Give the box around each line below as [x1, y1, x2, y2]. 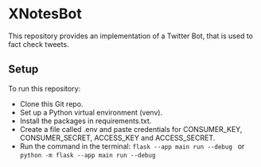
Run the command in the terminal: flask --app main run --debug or [19, 141, 245, 151]
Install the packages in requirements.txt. [19, 116, 152, 126]
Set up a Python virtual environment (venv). [19, 107, 163, 117]
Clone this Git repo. [19, 99, 84, 108]
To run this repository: [8, 83, 81, 93]
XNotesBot [8, 5, 82, 23]
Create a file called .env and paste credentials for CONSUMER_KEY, [19, 124, 243, 134]
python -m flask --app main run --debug [19, 151, 156, 159]
